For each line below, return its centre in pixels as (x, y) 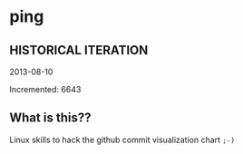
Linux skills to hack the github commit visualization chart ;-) (122, 140)
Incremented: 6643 (45, 89)
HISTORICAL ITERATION (79, 50)
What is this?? (50, 118)
